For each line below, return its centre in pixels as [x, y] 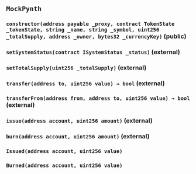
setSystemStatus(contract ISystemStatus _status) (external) [93, 52]
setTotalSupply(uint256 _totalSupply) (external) [76, 68]
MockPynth [24, 9]
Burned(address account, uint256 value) [64, 165]
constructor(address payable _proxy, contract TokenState [90, 24]
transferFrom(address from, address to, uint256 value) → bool [98, 98]
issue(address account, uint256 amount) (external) [80, 120]
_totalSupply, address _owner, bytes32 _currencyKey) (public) [96, 36]
